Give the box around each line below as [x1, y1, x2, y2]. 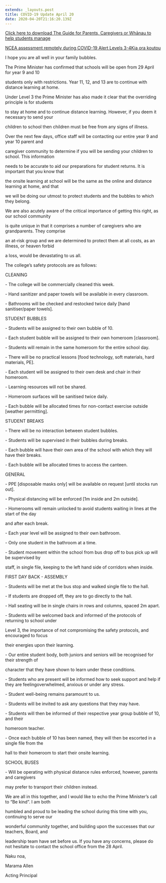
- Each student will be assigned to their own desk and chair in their [5, 369, 141, 375]
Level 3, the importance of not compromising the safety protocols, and [5, 627, 149, 633]
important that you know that [5, 168, 64, 174]
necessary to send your [5, 114, 53, 120]
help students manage [5, 35, 51, 41]
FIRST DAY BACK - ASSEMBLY [5, 574, 68, 580]
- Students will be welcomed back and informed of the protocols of [5, 612, 142, 618]
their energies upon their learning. [5, 642, 75, 648]
